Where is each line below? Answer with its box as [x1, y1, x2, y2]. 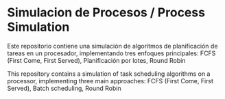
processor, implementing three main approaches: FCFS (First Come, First [7, 76, 214, 85]
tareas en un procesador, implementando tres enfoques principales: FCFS [7, 49, 216, 57]
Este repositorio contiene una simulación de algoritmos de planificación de [7, 42, 218, 50]
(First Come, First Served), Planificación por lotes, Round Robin [7, 56, 186, 64]
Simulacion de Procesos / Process [7, 5, 206, 20]
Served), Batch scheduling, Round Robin [7, 84, 121, 92]
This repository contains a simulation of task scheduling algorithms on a [7, 70, 211, 78]
